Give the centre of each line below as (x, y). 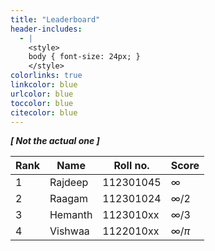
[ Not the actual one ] (55, 141)
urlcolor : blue (42, 94)
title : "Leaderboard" (55, 19)
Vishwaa (69, 231)
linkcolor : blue (44, 85)
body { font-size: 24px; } (84, 57)
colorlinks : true (46, 76)
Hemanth (71, 215)
